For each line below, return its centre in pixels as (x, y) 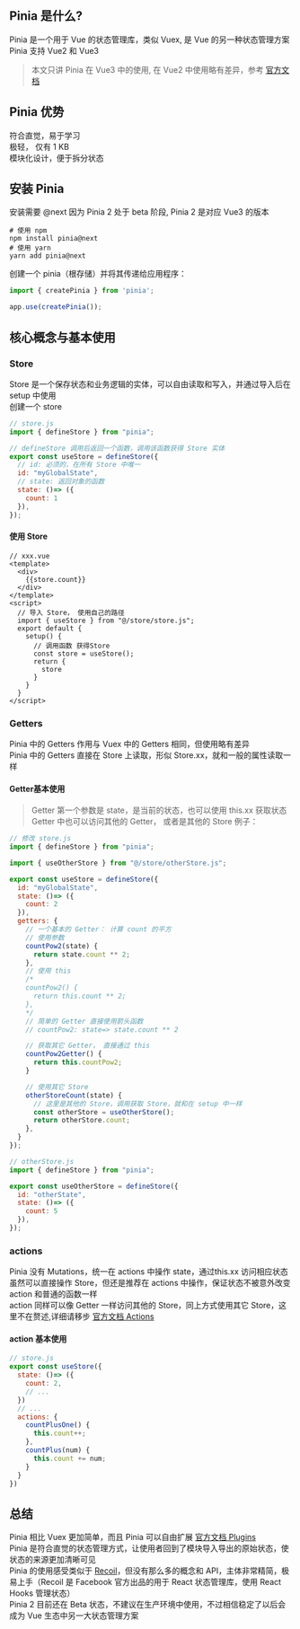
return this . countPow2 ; (78, 1062)
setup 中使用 (33, 395)
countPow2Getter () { (64, 1054)
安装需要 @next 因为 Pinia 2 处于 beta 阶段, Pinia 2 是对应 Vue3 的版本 (139, 212)
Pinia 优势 (37, 112)
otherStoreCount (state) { (74, 1095)
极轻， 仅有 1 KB (40, 146)
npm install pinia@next (54, 239)
